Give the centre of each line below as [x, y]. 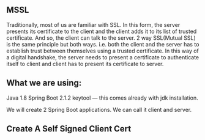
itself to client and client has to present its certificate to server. [85, 64]
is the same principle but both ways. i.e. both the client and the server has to [103, 44]
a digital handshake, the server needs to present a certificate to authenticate [103, 57]
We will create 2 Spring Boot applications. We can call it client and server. [99, 109]
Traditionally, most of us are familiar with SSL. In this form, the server [93, 24]
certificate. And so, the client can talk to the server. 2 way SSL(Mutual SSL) [101, 38]
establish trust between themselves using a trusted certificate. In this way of [102, 51]
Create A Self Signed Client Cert [69, 129]
